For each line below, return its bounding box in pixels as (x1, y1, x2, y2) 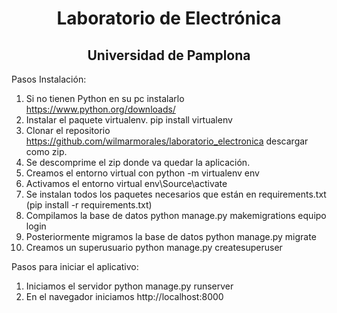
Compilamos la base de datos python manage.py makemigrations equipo (25, 210, 327, 221)
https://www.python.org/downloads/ (25, 103, 176, 115)
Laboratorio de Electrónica (56, 7, 282, 30)
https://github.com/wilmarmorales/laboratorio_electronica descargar (25, 135, 309, 147)
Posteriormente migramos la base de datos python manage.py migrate (25, 231, 317, 242)
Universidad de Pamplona (87, 47, 251, 64)
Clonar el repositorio (25, 125, 111, 136)
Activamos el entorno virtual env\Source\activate (25, 178, 228, 189)
